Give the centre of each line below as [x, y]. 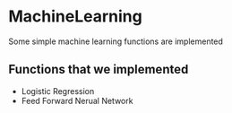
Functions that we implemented [99, 70]
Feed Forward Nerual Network [77, 100]
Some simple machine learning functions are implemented [116, 41]
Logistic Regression [58, 91]
